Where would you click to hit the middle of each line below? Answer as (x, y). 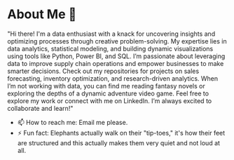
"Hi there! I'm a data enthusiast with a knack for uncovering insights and (111, 34)
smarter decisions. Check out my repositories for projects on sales (103, 71)
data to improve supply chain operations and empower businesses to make (116, 63)
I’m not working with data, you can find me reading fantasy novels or (106, 86)
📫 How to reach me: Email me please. (73, 122)
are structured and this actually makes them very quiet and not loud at (119, 142)
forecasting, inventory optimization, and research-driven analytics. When (113, 78)
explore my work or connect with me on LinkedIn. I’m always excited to (110, 100)
